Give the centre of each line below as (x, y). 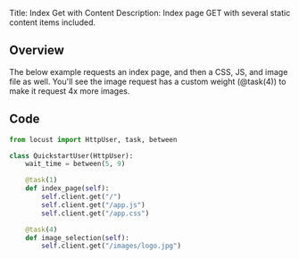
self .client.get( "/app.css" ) (96, 213)
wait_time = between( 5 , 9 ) (75, 164)
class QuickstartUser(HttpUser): (71, 155)
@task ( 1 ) (42, 180)
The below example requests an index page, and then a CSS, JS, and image (149, 71)
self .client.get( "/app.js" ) (93, 205)
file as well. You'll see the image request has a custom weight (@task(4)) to (148, 81)
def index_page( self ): (67, 188)
